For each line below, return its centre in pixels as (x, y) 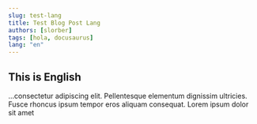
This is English (45, 77)
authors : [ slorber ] (40, 30)
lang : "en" (26, 45)
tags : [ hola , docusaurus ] (51, 38)
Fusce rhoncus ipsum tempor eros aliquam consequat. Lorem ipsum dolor (128, 104)
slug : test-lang (35, 15)
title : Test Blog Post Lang (55, 23)
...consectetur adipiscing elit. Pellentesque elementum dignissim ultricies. (128, 96)
